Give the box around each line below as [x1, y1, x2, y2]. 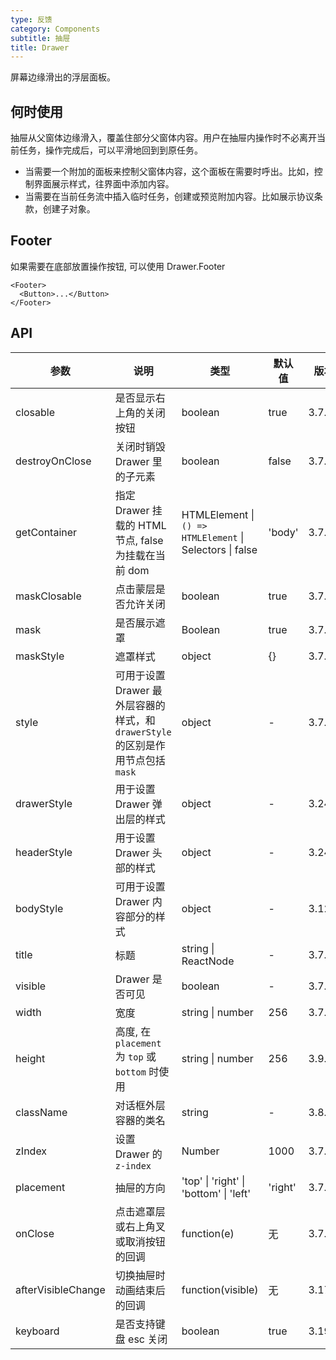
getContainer [15, 525, 78, 539]
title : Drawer [10, 42, 70, 53]
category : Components [10, 24, 101, 34]
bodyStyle [15, 901, 64, 915]
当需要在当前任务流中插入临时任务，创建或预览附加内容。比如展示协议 [24, 191, 315, 203]
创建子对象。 [42, 203, 96, 215]
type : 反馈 [10, 14, 53, 25]
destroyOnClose [15, 454, 92, 468]
